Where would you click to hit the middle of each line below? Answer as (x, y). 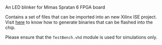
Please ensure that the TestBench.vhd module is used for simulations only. (81, 37)
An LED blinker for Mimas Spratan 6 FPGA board (55, 7)
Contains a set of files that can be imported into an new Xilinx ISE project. (81, 17)
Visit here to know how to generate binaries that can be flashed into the (79, 22)
